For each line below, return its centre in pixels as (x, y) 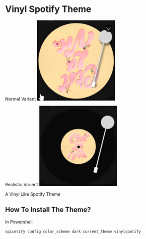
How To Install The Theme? (48, 210)
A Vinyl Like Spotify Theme (33, 194)
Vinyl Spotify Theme (48, 9)
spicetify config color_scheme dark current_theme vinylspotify (73, 232)
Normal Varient (21, 99)
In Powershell (19, 222)
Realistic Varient (22, 184)
